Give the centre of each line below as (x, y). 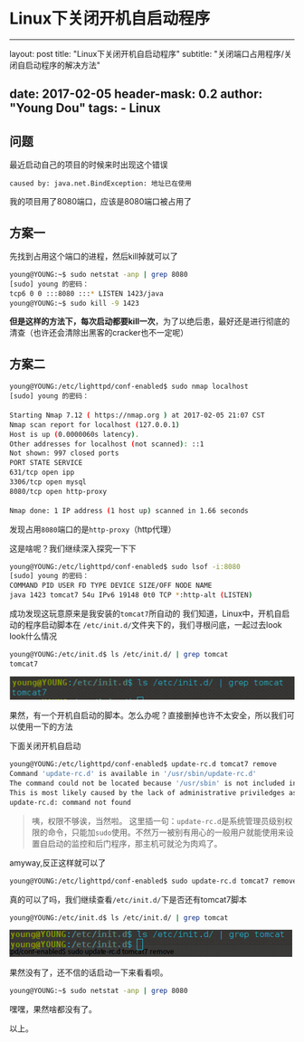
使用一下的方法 (45, 727)
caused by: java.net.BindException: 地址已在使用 (100, 184)
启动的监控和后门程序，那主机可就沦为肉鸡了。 (135, 843)
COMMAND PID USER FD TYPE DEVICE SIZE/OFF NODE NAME (111, 586)
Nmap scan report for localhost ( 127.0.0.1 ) (95, 425)
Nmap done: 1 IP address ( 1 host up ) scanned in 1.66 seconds (129, 511)
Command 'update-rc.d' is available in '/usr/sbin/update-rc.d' (133, 774)
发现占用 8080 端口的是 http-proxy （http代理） (93, 529)
